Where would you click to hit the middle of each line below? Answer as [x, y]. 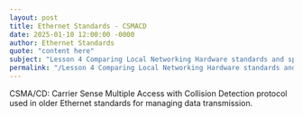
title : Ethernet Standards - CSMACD [78, 26]
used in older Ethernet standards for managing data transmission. [131, 103]
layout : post [34, 18]
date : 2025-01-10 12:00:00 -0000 [72, 34]
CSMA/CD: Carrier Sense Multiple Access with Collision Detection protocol [148, 93]
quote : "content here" [52, 51]
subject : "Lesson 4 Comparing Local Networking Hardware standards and [147, 59]
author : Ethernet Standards [62, 43]
